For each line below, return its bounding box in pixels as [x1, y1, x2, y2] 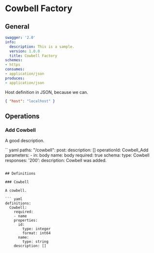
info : [5, 39, 16, 44]
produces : [5, 76, 25, 81]
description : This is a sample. [9, 44, 75, 49]
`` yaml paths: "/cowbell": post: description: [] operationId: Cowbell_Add [5, 147, 149, 153]
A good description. [5, 138, 45, 144]
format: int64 [22, 231, 51, 236]
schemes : [5, 58, 23, 63]
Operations [5, 112, 40, 120]
